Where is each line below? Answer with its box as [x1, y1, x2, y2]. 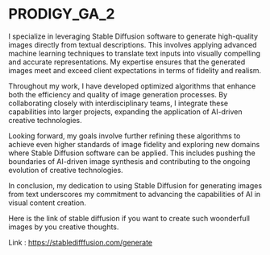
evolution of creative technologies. [8, 165, 123, 175]
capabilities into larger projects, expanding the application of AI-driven [8, 106, 243, 117]
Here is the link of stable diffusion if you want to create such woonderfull [8, 213, 250, 223]
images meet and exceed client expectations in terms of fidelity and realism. [8, 65, 262, 75]
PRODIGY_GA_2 [8, 5, 115, 23]
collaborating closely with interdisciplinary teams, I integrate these [8, 98, 228, 108]
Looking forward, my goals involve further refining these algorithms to [8, 130, 241, 141]
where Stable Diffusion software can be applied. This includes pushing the [8, 148, 255, 158]
